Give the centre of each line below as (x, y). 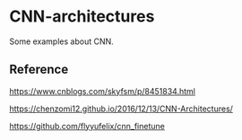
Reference (39, 70)
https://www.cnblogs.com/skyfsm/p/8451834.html (102, 91)
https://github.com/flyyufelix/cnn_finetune (87, 126)
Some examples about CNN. (61, 41)
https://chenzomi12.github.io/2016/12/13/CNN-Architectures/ (121, 109)
